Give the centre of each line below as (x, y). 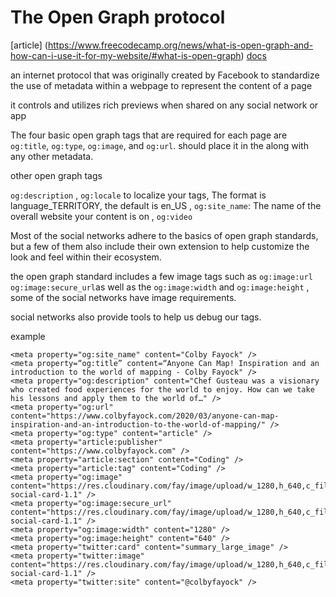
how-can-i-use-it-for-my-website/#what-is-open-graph (126, 55)
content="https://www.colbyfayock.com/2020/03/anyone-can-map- (145, 416)
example (28, 336)
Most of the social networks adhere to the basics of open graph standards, (164, 235)
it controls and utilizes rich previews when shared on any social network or (164, 105)
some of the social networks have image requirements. (123, 297)
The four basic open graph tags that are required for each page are (149, 135)
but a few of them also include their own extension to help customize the (160, 246)
